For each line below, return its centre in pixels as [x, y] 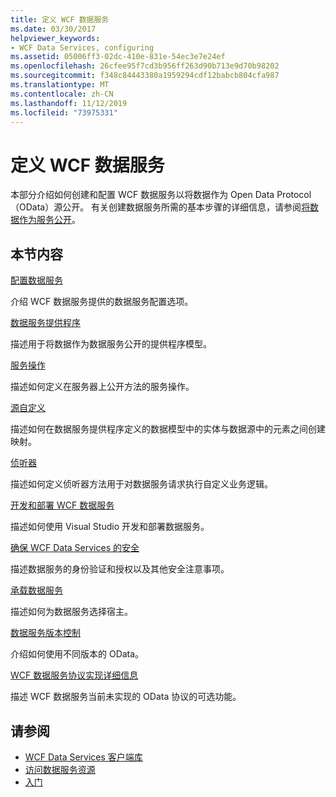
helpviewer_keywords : [55, 38]
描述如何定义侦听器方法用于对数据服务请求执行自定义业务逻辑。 [141, 484]
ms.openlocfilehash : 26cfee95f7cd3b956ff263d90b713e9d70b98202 [145, 66]
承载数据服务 [36, 590]
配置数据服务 [36, 280]
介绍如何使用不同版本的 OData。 [77, 654]
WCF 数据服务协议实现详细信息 [74, 675]
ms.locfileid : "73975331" [64, 112]
